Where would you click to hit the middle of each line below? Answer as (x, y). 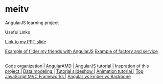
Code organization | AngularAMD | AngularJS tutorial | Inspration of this (77, 66)
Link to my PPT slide (26, 42)
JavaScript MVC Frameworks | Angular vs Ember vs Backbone (68, 76)
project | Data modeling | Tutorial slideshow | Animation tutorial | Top (74, 71)
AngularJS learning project (32, 23)
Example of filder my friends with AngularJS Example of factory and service (81, 51)
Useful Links (18, 32)
